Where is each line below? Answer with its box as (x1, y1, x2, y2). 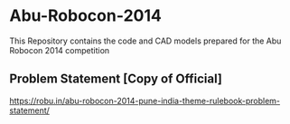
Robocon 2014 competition (9, 44, 110, 55)
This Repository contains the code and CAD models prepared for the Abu (9, 35, 282, 46)
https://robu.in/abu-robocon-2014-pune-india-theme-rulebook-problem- (9, 95, 281, 106)
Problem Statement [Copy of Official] (9, 72, 223, 87)
